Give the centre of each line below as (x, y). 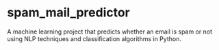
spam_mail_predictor (68, 13)
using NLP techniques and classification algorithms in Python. (94, 38)
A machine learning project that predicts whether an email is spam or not (110, 32)
